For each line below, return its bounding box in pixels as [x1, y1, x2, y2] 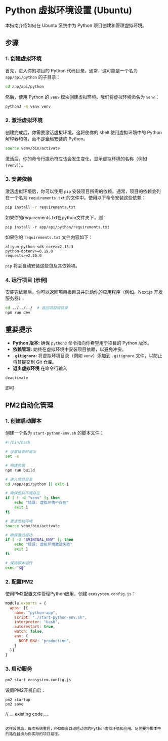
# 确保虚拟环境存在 [5, 491, 40, 496]
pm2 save [5, 702, 24, 707]
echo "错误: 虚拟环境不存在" [14, 500, 69, 505]
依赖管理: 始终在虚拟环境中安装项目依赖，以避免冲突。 [12, 346, 127, 352]
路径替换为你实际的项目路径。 [9, 731, 62, 737]
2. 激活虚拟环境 [5, 117, 43, 124]
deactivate [5, 375, 28, 380]
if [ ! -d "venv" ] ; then [5, 495, 60, 500]
